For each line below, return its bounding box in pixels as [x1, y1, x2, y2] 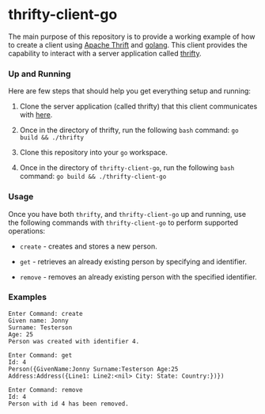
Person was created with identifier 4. [8, 337, 140, 345]
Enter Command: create [8, 310, 83, 317]
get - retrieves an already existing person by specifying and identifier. [19, 256, 248, 266]
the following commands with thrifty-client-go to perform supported [8, 218, 239, 227]
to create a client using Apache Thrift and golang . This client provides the [8, 40, 248, 49]
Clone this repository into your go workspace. [19, 148, 168, 158]
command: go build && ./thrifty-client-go [19, 172, 167, 181]
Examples [8, 291, 47, 302]
